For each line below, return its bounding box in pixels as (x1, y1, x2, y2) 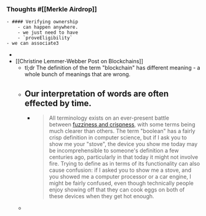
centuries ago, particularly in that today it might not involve (49, 153, 199, 161)
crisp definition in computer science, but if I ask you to (49, 134, 188, 141)
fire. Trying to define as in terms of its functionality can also (49, 160, 200, 168)
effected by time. (24, 98, 92, 109)
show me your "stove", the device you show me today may (49, 141, 198, 148)
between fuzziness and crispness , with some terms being (49, 121, 196, 128)
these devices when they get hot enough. (49, 193, 155, 200)
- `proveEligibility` (17, 35, 73, 41)
